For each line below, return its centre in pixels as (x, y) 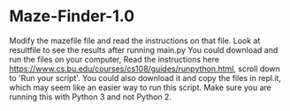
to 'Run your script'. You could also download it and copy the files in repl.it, (145, 78)
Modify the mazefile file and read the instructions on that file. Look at (135, 41)
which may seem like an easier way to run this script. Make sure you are (140, 87)
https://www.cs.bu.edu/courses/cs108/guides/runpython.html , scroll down (145, 69)
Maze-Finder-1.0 (72, 16)
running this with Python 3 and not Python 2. (91, 96)
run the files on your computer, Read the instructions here (114, 59)
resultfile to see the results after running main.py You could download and (144, 49)
